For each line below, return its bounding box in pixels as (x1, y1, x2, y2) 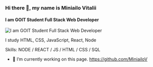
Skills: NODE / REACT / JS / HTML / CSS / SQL (5, 47, 101, 53)
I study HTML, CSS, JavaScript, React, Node (5, 37, 96, 43)
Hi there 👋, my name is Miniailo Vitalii (5, 4, 97, 11)
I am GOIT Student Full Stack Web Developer (5, 17, 99, 23)
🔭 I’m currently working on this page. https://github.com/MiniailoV (12, 56, 148, 62)
